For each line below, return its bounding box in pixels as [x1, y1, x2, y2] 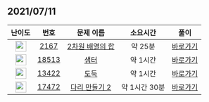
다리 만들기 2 [70, 82, 111, 92]
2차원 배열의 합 [67, 42, 115, 51]
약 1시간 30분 [121, 82, 165, 92]
